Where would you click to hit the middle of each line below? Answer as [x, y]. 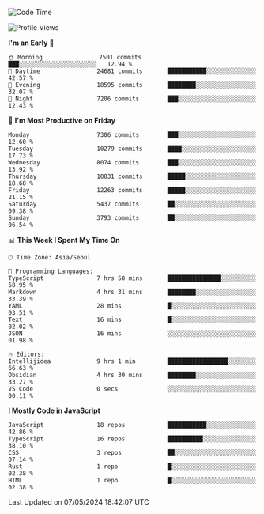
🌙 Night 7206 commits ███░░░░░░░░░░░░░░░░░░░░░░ [132, 99]
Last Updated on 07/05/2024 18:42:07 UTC [79, 502]
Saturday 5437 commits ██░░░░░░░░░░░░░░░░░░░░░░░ [132, 204]
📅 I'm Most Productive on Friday [62, 120]
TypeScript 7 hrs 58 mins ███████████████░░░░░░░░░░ [132, 278]
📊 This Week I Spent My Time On [64, 240]
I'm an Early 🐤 [31, 43]
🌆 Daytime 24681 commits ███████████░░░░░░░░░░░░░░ [132, 71]
